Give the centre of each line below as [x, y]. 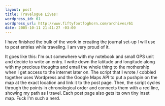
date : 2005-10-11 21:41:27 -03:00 [41, 28]
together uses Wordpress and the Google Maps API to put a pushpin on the [81, 78]
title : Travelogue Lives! [32, 14]
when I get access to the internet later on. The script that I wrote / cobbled [81, 72]
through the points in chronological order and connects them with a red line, [82, 88]
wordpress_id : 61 [23, 19]
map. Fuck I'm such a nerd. [33, 98]
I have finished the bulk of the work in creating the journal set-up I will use [80, 42]
